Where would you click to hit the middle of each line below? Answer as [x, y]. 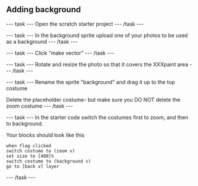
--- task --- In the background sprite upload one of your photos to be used [97, 35]
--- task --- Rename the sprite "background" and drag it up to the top [91, 82]
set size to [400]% [30, 156]
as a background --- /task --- [42, 41]
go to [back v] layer [33, 166]
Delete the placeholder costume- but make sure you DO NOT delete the [93, 99]
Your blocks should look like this [45, 135]
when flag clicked [29, 146]
